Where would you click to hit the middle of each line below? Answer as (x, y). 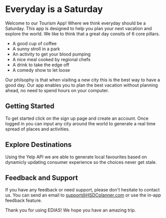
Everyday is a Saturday (54, 9)
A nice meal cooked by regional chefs (51, 59)
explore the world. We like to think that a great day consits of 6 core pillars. (82, 34)
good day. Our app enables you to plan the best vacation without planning (81, 85)
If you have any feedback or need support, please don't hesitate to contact (82, 190)
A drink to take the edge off (41, 65)
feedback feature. (24, 200)
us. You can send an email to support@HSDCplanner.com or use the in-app (83, 195)
